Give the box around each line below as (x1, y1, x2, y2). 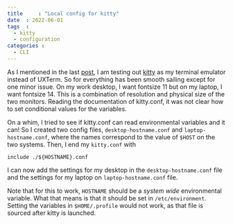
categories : (7, 42, 45, 49)
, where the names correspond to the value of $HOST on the (47, 132, 216, 141)
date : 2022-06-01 (7, 17, 64, 24)
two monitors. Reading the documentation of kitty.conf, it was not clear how (7, 97, 224, 105)
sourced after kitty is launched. (7, 209, 96, 217)
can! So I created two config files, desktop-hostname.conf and (7, 126, 183, 134)
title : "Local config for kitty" (7, 10, 119, 17)
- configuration (13, 36, 60, 43)
